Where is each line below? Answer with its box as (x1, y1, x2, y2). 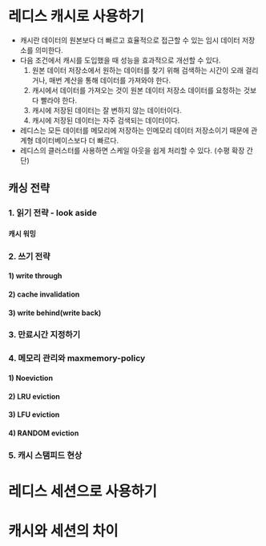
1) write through (8, 271, 62, 281)
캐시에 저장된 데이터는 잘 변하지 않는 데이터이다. (31, 105, 182, 115)
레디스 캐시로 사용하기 (8, 7, 144, 26)
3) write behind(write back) (8, 308, 102, 317)
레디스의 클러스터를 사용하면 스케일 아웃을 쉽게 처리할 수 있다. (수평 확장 (19, 145, 245, 155)
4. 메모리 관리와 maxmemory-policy (8, 353, 146, 364)
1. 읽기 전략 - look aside (8, 208, 98, 219)
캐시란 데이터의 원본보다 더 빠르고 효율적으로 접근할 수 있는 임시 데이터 (19, 35, 240, 45)
